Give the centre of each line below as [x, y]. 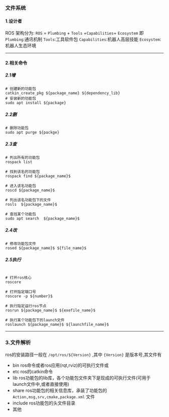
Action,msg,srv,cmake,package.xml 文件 [54, 396]
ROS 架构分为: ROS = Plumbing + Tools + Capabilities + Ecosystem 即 [75, 33]
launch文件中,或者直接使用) [41, 384]
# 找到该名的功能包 [23, 172]
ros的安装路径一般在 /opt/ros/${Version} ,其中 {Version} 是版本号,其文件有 [83, 354]
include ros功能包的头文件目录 [44, 403]
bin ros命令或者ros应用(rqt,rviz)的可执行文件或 [61, 365]
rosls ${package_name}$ [31, 204]
